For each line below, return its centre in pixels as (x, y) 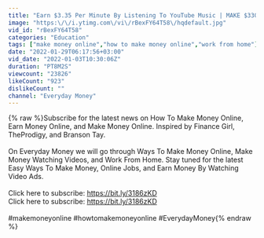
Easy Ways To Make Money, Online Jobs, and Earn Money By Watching (124, 168)
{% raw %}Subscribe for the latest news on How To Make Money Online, (126, 118)
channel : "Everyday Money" (52, 96)
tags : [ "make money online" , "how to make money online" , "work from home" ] (133, 45)
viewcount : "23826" (40, 74)
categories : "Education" (49, 37)
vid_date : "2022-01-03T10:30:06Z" (65, 60)
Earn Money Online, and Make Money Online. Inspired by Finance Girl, (122, 126)
